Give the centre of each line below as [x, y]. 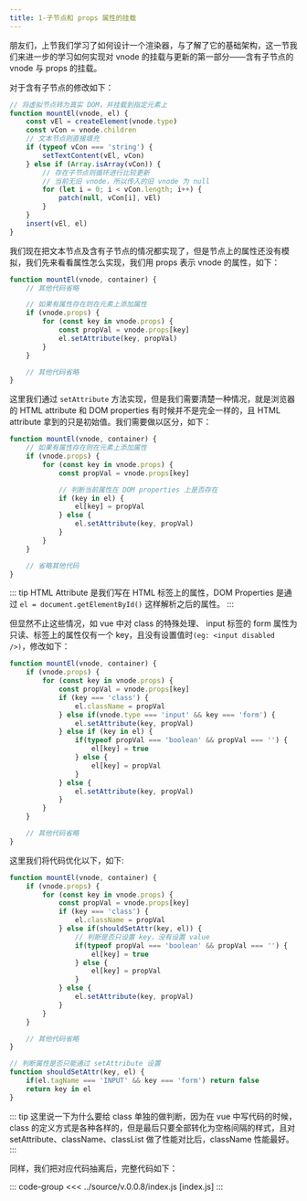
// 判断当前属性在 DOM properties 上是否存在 [138, 490]
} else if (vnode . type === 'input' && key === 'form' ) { [167, 715]
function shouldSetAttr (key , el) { [77, 1072]
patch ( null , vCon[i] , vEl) [110, 198]
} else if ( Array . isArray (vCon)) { [94, 164]
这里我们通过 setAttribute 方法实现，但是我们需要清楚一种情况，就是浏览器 [152, 399]
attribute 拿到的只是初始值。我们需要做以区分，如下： [111, 422]
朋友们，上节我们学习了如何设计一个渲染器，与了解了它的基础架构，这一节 [149, 45]
